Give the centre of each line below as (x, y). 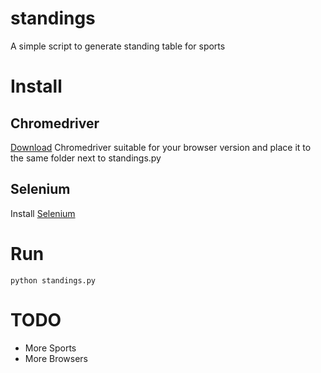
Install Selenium (43, 213)
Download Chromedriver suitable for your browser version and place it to (161, 147)
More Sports (50, 348)
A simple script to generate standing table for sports (118, 46)
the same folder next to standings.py (86, 158)
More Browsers (56, 358)
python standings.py (53, 280)
